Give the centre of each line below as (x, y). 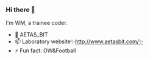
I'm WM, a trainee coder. (37, 23)
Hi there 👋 (21, 10)
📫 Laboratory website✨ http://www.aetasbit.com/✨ (79, 41)
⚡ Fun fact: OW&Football (45, 50)
